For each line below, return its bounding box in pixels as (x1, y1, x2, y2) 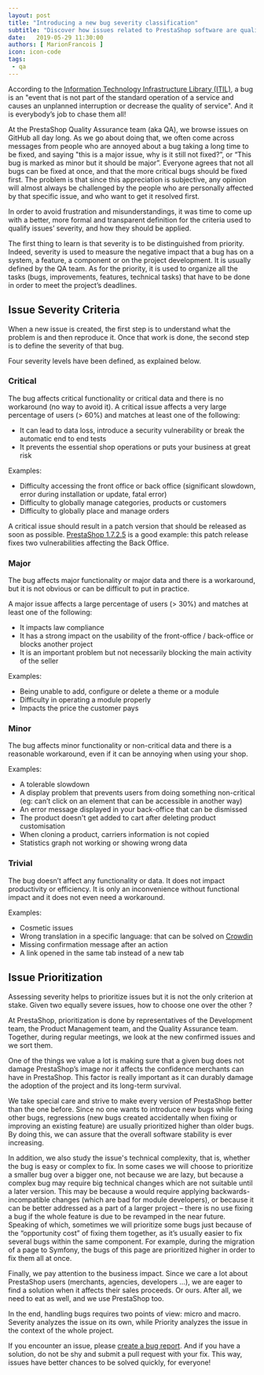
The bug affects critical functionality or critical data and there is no (8, 393, 224, 403)
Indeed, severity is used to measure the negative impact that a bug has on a (8, 247, 254, 256)
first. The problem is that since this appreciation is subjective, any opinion (8, 175, 247, 184)
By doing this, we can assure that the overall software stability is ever (8, 1130, 233, 1139)
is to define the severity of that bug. (8, 341, 124, 350)
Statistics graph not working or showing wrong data (19, 839, 188, 848)
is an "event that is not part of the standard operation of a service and (8, 92, 234, 102)
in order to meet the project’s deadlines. (8, 280, 137, 289)
